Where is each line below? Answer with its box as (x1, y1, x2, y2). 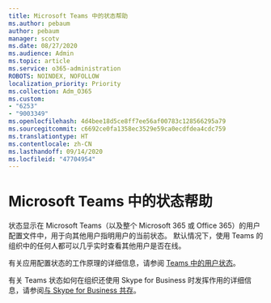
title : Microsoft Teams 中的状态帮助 (8, 11, 129, 20)
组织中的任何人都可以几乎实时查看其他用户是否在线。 (8, 241, 186, 251)
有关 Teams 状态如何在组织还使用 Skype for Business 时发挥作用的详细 (8, 275, 245, 285)
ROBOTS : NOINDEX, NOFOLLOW (8, 72, 100, 80)
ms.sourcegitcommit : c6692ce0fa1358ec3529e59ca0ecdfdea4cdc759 (8, 125, 227, 133)
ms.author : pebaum (8, 19, 70, 28)
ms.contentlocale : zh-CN (8, 139, 92, 148)
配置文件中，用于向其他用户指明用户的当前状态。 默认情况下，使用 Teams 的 (8, 231, 264, 241)
